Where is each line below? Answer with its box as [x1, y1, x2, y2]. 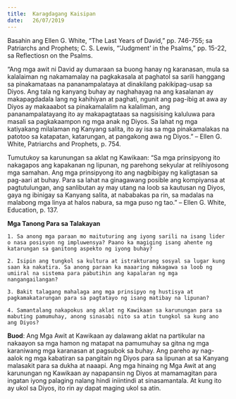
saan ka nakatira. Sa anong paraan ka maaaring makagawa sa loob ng [7, 263, 213, 271]
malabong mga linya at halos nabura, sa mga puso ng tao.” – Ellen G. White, [7, 198, 227, 206]
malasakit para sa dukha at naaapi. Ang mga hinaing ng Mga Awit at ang [7, 361, 216, 369]
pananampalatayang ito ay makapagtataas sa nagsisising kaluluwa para [7, 110, 216, 118]
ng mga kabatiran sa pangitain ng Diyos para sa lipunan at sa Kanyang [24, 353, 229, 362]
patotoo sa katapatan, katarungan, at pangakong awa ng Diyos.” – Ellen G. [7, 132, 223, 141]
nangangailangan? [7, 276, 58, 283]
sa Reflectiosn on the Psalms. [7, 51, 93, 60]
